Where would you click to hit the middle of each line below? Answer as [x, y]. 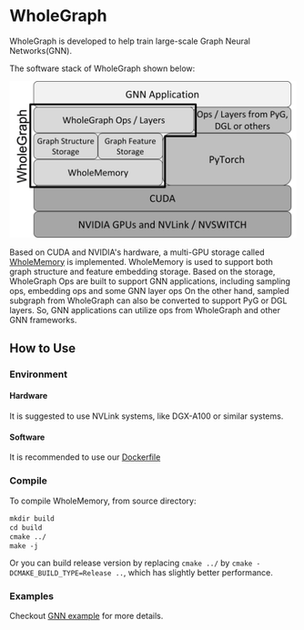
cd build [26, 528]
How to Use [43, 348]
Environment [39, 374]
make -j [24, 546]
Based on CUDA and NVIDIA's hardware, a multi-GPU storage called [137, 252]
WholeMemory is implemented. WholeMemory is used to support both [141, 261]
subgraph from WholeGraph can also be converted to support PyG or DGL [148, 300]
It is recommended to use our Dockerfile [85, 457]
